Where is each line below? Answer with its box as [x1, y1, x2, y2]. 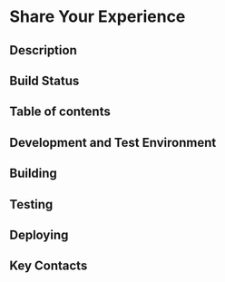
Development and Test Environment [9, 134, 217, 151]
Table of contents [9, 104, 111, 120]
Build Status [9, 73, 80, 88]
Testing [9, 197, 54, 212]
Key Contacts [9, 258, 88, 274]
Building [9, 166, 57, 181]
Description [9, 43, 77, 58]
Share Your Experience [9, 6, 186, 27]
